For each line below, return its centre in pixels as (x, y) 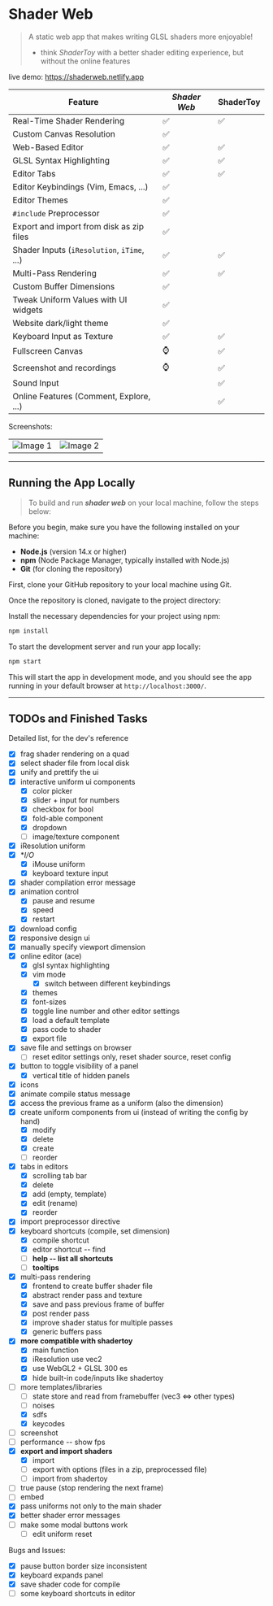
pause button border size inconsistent (84, 1565)
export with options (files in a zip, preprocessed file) (119, 1469)
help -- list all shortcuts (73, 1258)
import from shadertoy (70, 1479)
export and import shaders (66, 1451)
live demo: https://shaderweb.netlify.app (76, 76)
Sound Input (36, 383)
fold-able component (67, 818)
